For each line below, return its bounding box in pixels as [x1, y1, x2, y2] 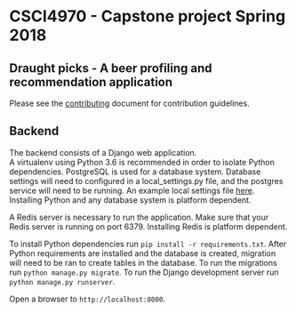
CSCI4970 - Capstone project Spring [9, 6, 286, 27]
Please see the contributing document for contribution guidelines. [9, 98, 251, 108]
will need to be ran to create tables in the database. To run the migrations [9, 257, 277, 268]
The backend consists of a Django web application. [9, 147, 197, 157]
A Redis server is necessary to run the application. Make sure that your [9, 212, 269, 222]
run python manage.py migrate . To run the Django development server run [9, 267, 279, 277]
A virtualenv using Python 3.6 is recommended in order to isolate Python [9, 156, 276, 167]
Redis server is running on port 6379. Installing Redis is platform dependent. [9, 221, 288, 232]
